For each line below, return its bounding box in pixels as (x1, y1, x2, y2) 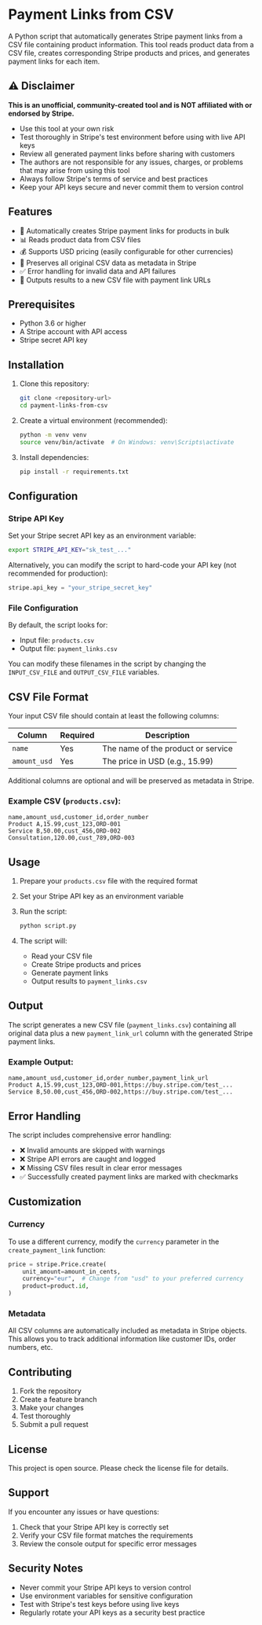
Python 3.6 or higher (19, 318, 86, 328)
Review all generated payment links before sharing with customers (19, 149, 235, 158)
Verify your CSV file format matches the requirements (19, 1531, 194, 1540)
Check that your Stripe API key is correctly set (19, 1522, 169, 1531)
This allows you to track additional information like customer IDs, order (8, 1334, 237, 1344)
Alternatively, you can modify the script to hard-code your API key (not (8, 561, 237, 570)
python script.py (19, 922, 77, 930)
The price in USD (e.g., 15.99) (101, 756, 214, 767)
